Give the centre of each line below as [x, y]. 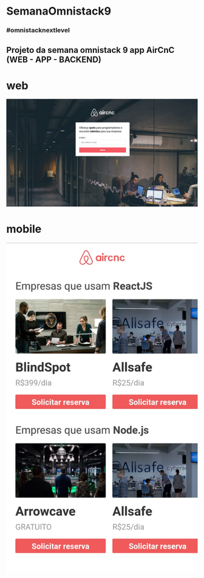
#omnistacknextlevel [38, 30]
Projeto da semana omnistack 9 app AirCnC [90, 50]
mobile [24, 229]
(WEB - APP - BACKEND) [54, 59]
